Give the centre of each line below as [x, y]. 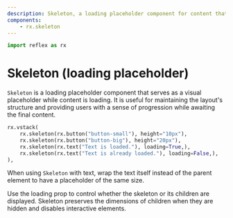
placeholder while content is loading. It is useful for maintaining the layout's [115, 100]
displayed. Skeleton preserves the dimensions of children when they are [110, 201]
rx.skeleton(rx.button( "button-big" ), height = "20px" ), [101, 140]
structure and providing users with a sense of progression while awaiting [111, 108]
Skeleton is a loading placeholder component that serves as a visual [104, 93]
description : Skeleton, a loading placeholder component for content [110, 14]
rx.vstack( [23, 128]
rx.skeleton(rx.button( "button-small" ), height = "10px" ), [104, 134]
